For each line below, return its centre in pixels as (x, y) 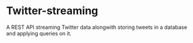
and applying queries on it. (39, 33)
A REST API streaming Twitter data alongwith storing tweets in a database (97, 27)
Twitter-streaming (52, 11)
